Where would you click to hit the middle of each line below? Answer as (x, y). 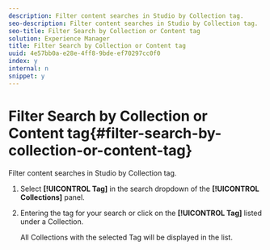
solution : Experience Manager (59, 38)
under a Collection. (52, 221)
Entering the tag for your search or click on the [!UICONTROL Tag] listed (141, 213)
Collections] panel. (52, 197)
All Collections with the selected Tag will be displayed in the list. (126, 237)
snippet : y (27, 76)
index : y (23, 61)
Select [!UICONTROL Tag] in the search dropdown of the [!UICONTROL (140, 189)
